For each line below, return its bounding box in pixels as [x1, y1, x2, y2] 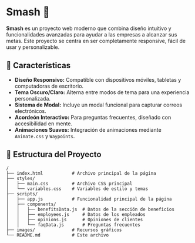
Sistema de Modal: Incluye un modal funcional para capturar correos [14, 101, 183, 108]
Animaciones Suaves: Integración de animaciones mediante [14, 126, 162, 133]
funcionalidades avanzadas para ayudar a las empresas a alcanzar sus [6, 31, 177, 38]
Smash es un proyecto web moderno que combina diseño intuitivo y [6, 25, 172, 32]
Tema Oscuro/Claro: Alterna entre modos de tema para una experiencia [14, 88, 190, 96]
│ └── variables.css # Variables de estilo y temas [6, 185, 149, 192]
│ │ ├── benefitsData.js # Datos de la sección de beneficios [6, 206, 175, 212]
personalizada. [14, 95, 51, 102]
